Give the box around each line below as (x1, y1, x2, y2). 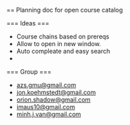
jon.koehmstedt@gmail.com (16, 89, 96, 96)
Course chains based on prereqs (16, 32, 109, 41)
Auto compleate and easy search (16, 47, 111, 55)
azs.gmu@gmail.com (16, 81, 76, 89)
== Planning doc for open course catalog (6, 6, 123, 14)
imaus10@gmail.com (16, 103, 76, 111)
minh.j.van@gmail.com (16, 110, 82, 118)
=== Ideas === (6, 19, 50, 27)
